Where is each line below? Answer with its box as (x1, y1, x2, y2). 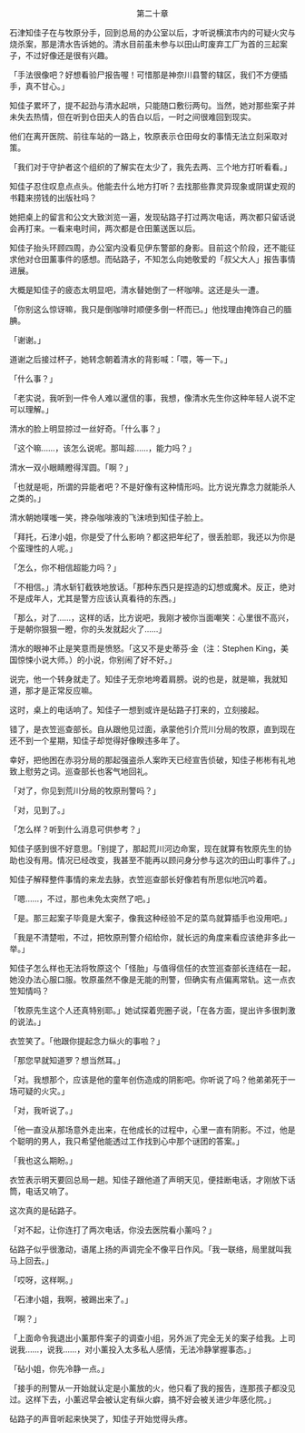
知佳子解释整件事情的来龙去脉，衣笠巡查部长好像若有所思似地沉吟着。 (9, 874, 272, 885)
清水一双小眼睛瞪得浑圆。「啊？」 (9, 462, 133, 473)
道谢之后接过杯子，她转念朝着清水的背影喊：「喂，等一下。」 (9, 354, 232, 364)
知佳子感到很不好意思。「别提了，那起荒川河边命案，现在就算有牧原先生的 (9, 843, 284, 854)
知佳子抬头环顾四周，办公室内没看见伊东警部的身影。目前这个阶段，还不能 (9, 242, 288, 253)
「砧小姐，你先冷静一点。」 (9, 1364, 109, 1374)
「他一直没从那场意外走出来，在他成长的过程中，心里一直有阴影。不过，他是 (9, 1124, 296, 1135)
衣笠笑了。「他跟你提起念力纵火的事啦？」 (9, 1036, 165, 1046)
